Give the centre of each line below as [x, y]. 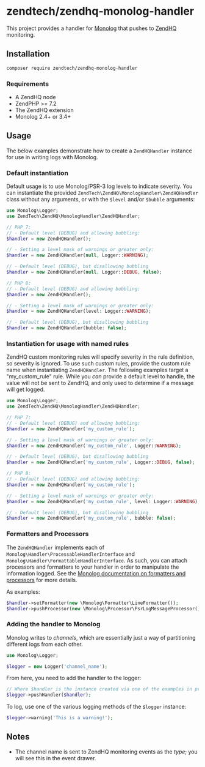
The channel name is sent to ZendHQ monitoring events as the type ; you [106, 752]
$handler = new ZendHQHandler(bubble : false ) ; [67, 328]
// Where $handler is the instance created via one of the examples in [99, 689]
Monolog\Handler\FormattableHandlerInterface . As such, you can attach [97, 560]
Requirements [28, 84]
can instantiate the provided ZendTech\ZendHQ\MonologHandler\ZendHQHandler [102, 193]
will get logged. [26, 389]
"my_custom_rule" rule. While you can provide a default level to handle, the [101, 376]
